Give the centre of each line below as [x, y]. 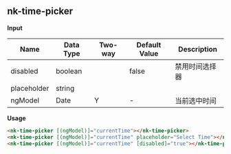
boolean [69, 71]
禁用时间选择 [196, 66]
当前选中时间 [196, 100]
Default [149, 45]
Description [198, 49]
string [65, 88]
